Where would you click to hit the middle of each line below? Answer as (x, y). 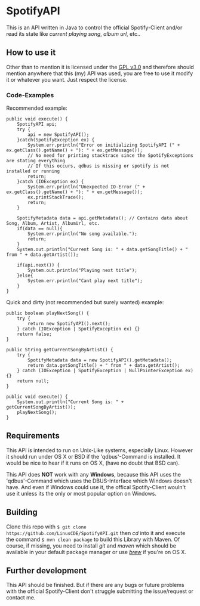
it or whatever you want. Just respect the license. (67, 79)
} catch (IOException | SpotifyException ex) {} (79, 329)
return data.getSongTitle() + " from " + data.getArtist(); (104, 366)
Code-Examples (30, 95)
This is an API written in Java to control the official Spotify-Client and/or (94, 27)
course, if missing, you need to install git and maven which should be (91, 545)
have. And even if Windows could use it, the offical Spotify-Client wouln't (96, 487)
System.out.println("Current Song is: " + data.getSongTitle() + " (102, 250)
